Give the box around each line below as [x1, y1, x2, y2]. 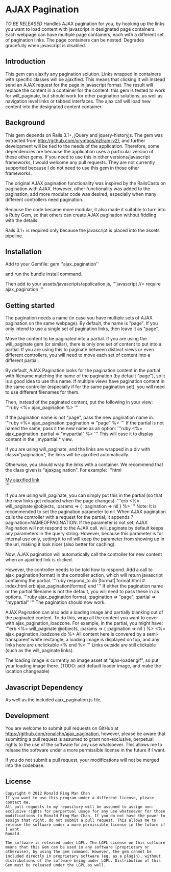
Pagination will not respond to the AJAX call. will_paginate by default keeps [5, 525, 163, 531]
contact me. [5, 800, 31, 805]
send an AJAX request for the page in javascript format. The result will [5, 82, 153, 88]
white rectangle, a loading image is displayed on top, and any [30, 637, 160, 643]
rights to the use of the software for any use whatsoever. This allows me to [5, 741, 162, 747]
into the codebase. [5, 762, 45, 768]
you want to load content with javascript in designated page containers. [5, 26, 156, 32]
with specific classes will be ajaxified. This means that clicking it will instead [5, 76, 165, 83]
